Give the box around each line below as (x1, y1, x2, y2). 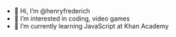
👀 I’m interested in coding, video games (13, 14, 130, 23)
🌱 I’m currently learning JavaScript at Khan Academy (13, 22, 169, 30)
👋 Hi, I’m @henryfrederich (13, 7, 90, 15)
